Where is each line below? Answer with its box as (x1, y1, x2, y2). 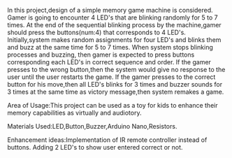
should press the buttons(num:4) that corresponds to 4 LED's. (7, 28, 187, 36)
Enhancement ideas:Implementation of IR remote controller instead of (7, 136, 208, 144)
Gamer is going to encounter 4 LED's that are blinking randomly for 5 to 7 (7, 13, 218, 22)
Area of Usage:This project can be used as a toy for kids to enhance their (7, 101, 218, 109)
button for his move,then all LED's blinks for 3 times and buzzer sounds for (7, 80, 222, 88)
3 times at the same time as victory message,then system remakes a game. (7, 87, 224, 96)
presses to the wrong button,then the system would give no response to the (7, 66, 226, 73)
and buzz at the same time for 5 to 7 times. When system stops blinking (7, 43, 213, 51)
